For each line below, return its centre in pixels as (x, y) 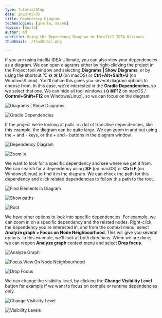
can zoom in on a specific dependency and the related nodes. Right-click (78, 222)
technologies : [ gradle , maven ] (37, 23)
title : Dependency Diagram (32, 19)
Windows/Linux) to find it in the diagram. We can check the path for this (77, 174)
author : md (16, 32)
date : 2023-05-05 (23, 14)
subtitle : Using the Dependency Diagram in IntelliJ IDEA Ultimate (75, 37)
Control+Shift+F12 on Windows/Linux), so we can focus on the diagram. (78, 96)
